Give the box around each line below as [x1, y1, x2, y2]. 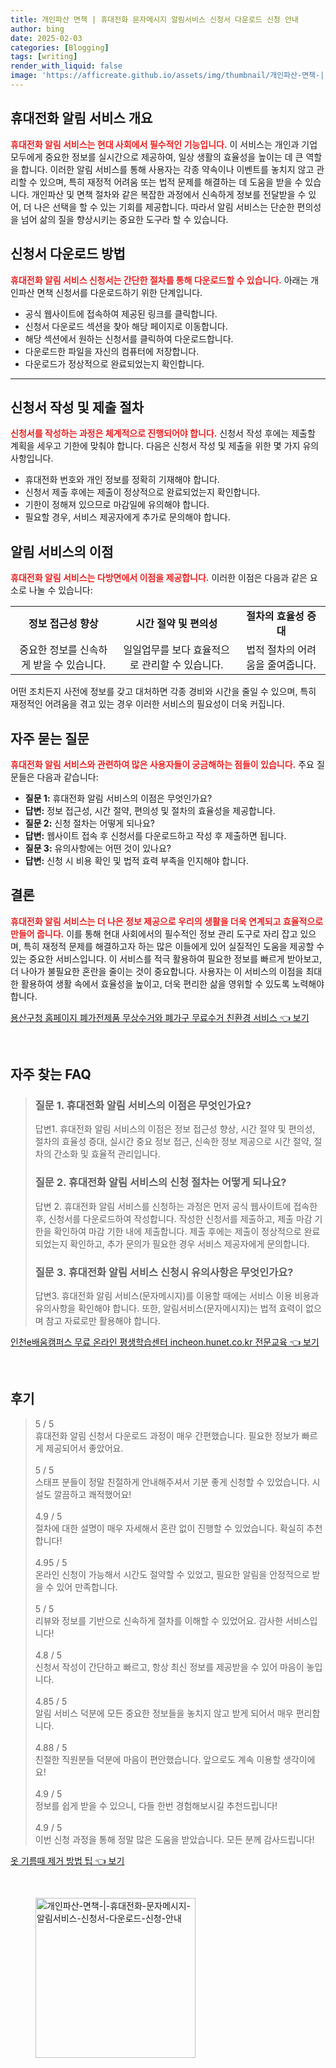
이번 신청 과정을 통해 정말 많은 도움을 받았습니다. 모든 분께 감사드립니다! [34, 1833, 315, 1845]
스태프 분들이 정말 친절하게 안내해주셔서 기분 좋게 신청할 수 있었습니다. [34, 1476, 310, 1488]
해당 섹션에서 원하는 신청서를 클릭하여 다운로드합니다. [24, 332, 234, 345]
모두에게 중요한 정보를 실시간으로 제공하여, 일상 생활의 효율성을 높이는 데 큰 [10, 151, 304, 163]
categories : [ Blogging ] [10, 42, 110, 53]
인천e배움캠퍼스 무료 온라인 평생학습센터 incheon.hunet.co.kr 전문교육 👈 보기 [10, 1336, 320, 1348]
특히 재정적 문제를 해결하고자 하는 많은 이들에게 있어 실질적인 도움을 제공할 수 [23, 940, 325, 952]
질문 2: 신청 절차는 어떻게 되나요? [24, 817, 155, 829]
